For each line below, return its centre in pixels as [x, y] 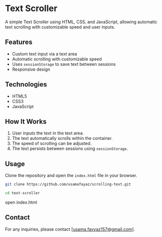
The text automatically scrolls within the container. [62, 138]
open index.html [21, 202]
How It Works [26, 121]
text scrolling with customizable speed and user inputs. [60, 27]
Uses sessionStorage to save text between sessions [64, 64]
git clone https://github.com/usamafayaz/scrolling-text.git [68, 184]
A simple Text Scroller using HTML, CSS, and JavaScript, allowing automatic [81, 22]
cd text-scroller [23, 193]
